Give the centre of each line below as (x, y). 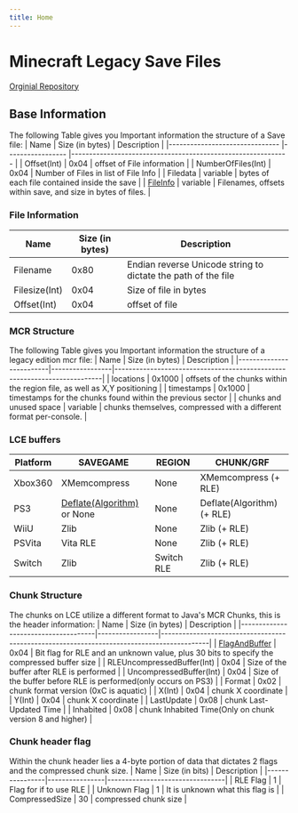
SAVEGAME (104, 463)
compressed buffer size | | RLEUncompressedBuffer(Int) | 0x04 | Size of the (148, 662)
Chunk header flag (50, 742)
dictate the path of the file (181, 275)
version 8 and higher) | (51, 719)
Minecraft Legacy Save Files (115, 61)
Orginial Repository (44, 86)
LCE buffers (35, 439)
